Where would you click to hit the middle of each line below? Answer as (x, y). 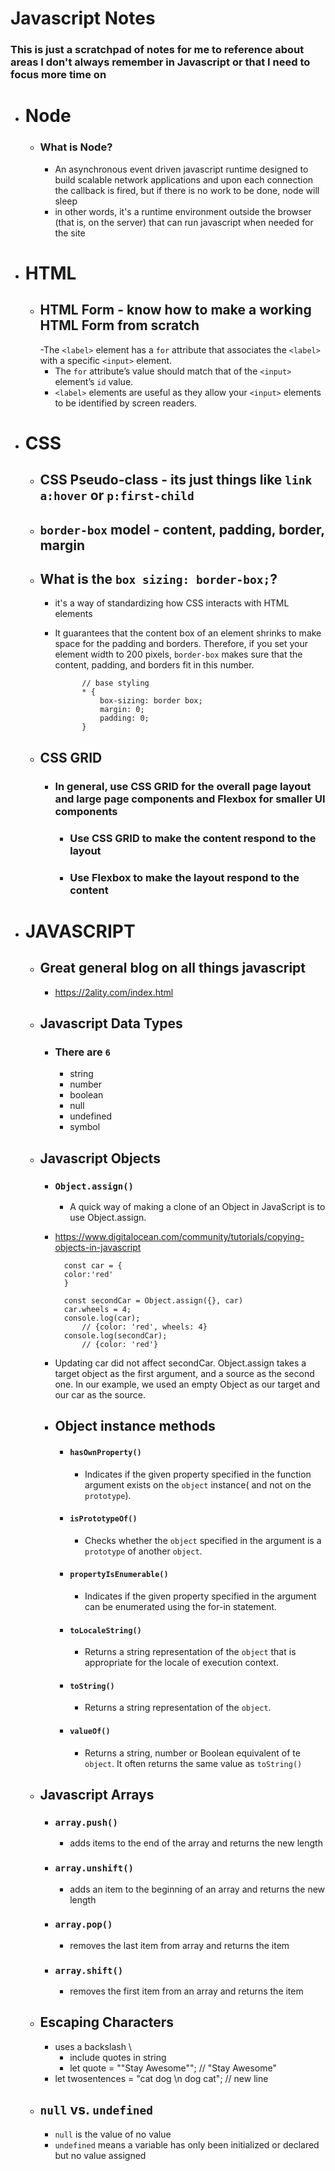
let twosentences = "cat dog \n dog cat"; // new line (161, 2078)
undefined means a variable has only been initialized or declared (187, 2144)
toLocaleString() (105, 1630)
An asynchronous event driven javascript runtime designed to (181, 169)
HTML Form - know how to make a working (175, 310)
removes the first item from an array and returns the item (186, 1991)
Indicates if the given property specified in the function (198, 1474)
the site (70, 233)
